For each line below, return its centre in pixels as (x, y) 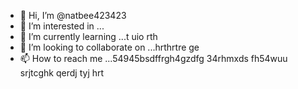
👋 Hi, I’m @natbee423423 (73, 15)
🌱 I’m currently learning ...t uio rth (88, 36)
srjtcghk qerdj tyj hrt (62, 73)
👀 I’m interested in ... (62, 26)
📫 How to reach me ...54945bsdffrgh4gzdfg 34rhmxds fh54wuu (153, 58)
